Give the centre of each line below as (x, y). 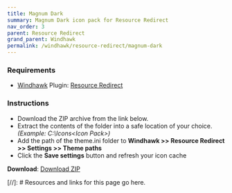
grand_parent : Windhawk (42, 40)
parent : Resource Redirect (46, 33)
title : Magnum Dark (35, 14)
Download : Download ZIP (44, 169)
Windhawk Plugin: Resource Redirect (70, 85)
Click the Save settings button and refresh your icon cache (102, 155)
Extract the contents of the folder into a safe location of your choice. (115, 126)
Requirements (32, 70)
